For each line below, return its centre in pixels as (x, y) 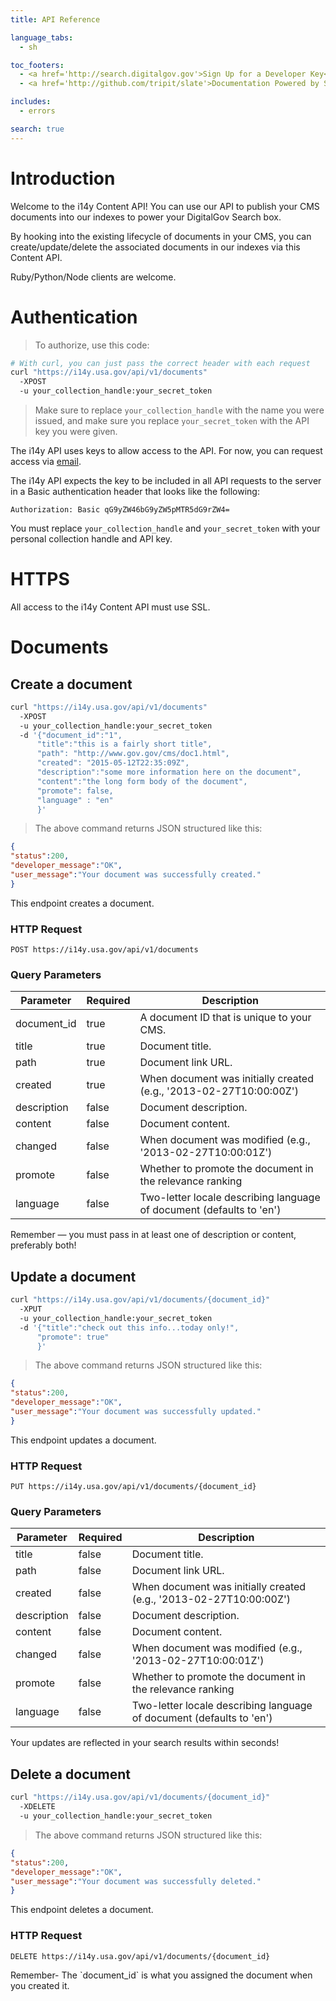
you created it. (40, 1985)
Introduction (63, 178)
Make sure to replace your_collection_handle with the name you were (179, 410)
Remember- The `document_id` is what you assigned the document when (161, 1975)
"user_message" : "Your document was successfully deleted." (136, 1881)
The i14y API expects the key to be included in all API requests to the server (166, 480)
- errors (37, 111)
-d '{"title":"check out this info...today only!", (129, 1327)
